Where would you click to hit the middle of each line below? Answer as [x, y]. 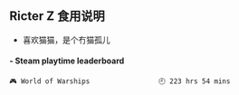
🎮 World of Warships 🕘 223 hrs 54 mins [120, 81]
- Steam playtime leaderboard [67, 61]
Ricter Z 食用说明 [57, 16]
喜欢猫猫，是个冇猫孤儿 [66, 40]
